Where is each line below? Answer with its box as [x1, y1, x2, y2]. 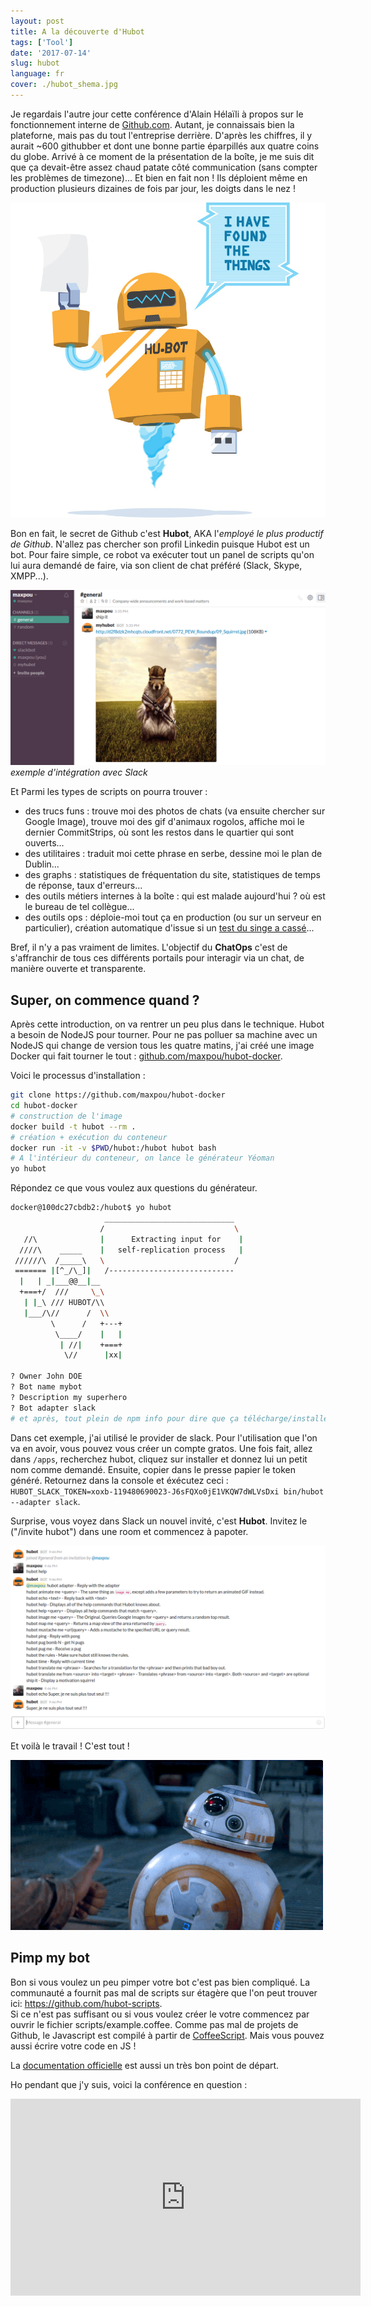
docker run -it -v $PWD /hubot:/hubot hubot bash [10, 1143, 217, 1153]
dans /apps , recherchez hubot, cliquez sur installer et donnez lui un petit [10, 1453, 308, 1465]
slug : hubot [10, 58, 60, 69]
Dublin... [24, 858, 60, 870]
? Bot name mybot [10, 1382, 83, 1392]
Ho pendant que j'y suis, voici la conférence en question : [10, 2078, 248, 2090]
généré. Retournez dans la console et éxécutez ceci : [10, 1474, 229, 1486]
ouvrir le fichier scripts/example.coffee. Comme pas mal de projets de [10, 2018, 299, 2030]
